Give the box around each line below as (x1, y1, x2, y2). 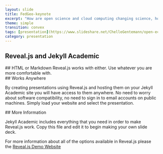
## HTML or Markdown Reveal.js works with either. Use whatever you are (5, 65, 152, 71)
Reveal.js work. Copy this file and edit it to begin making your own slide (5, 124, 147, 130)
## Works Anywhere (5, 75, 46, 81)
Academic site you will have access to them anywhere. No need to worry (5, 90, 151, 95)
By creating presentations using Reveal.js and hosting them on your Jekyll (5, 84, 153, 90)
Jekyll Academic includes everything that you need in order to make (5, 119, 142, 124)
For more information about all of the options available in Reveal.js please (5, 139, 151, 144)
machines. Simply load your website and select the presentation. (5, 100, 134, 106)
